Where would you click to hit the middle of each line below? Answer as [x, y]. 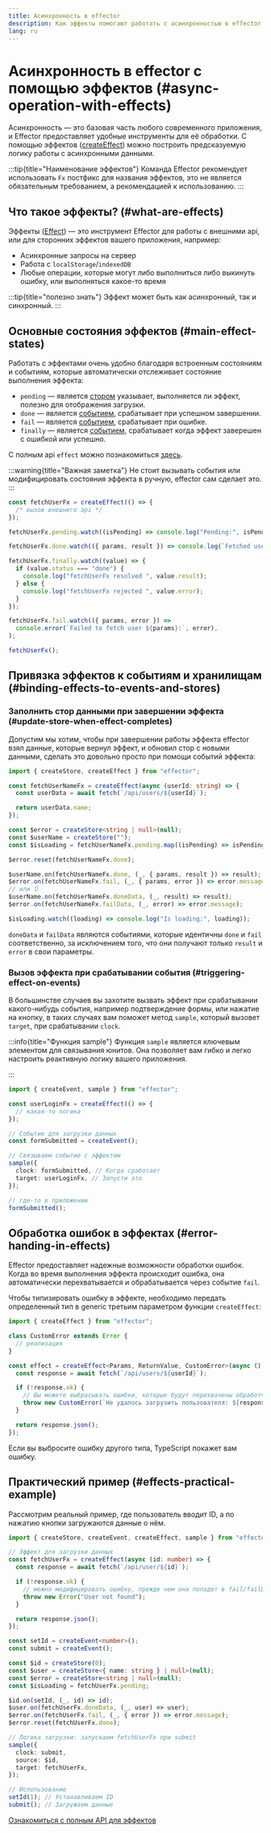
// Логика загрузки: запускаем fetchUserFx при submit [102, 1738]
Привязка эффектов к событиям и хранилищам [135, 676]
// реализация [39, 1344]
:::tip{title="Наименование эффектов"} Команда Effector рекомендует [128, 169]
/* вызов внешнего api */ [59, 510]
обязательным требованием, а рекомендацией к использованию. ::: [126, 186]
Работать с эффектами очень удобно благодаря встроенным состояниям [135, 363]
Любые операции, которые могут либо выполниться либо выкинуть [138, 273]
